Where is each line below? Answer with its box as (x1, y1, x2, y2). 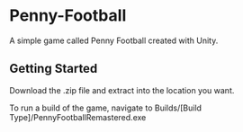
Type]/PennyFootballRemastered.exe (9, 111, 147, 122)
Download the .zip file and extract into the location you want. (9, 84, 235, 95)
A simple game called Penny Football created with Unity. (9, 35, 219, 46)
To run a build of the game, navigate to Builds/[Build (9, 102, 202, 113)
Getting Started (9, 61, 98, 76)
